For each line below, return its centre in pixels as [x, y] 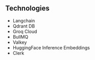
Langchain [24, 20]
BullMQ [20, 37]
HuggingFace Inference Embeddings [51, 47]
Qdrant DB [24, 26]
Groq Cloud [25, 31]
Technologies [28, 8]
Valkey [20, 42]
